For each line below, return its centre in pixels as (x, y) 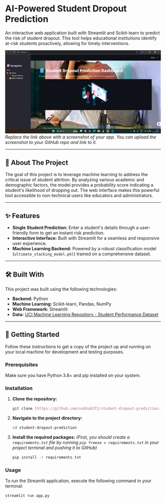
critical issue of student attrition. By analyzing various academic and (75, 180)
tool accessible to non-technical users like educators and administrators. (79, 195)
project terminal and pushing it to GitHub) (55, 448)
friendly (20, 233)
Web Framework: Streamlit (40, 309)
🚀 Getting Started (32, 335)
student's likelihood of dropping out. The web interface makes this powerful (82, 190)
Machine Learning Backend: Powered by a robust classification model (84, 249)
